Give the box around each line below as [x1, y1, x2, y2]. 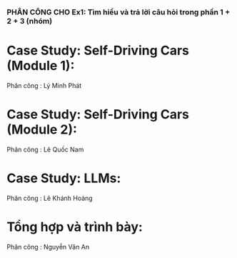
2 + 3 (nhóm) [6, 16, 53, 26]
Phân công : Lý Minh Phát [6, 81, 82, 89]
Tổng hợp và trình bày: [6, 219, 143, 235]
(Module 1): [6, 58, 75, 74]
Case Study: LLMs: [6, 170, 121, 186]
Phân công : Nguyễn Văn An [6, 242, 90, 251]
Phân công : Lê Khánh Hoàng [6, 194, 94, 202]
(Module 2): [6, 121, 78, 138]
